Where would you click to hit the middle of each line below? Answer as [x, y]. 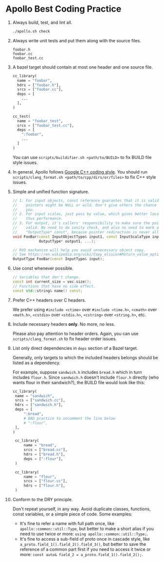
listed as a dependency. [36, 363]
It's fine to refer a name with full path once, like [67, 524]
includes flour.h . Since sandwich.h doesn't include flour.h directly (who [86, 377]
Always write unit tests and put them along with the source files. [77, 40]
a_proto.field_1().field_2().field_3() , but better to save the [83, 544]
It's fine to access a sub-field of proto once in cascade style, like [85, 539]
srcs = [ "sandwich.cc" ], [40, 400]
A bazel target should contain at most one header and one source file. [82, 67]
